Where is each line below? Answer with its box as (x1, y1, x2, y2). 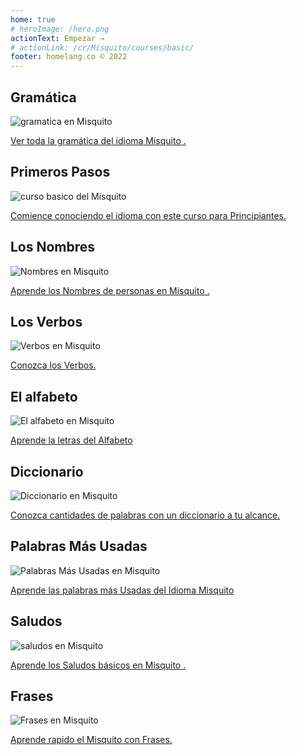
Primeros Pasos (10, 164, 111, 181)
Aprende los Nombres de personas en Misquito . (10, 284, 210, 296)
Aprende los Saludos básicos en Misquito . (10, 659, 187, 671)
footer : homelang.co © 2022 (10, 52, 128, 62)
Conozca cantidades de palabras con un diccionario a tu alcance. (10, 509, 281, 521)
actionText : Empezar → (10, 33, 105, 43)
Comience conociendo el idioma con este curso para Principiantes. (10, 209, 287, 221)
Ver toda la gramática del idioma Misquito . (10, 134, 187, 146)
